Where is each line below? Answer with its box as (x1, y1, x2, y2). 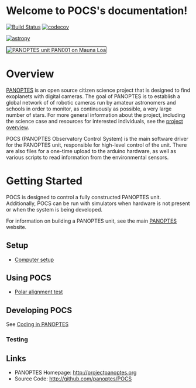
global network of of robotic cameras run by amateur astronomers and (6, 99, 177, 106)
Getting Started (6, 174, 83, 188)
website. (6, 223, 27, 230)
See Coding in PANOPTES (6, 321, 69, 328)
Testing (6, 335, 28, 344)
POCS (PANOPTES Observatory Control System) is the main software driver (6, 135, 189, 142)
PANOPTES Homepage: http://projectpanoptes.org (14, 369, 137, 376)
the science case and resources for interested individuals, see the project (6, 117, 183, 124)
